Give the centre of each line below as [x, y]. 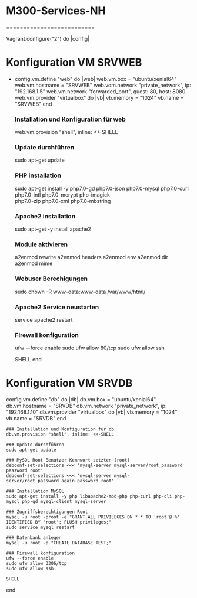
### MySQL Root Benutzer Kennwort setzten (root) [68, 460]
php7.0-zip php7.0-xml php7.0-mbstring [63, 201]
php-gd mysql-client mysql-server [64, 502]
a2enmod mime [34, 263]
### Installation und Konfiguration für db [60, 429]
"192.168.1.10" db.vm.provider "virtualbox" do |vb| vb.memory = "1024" [92, 412]
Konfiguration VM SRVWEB [74, 63]
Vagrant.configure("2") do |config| [48, 38]
